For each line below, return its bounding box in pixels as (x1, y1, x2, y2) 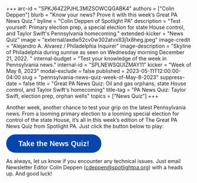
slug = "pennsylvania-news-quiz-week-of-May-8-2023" (22, 74, 159, 81)
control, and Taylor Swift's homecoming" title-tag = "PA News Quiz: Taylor (6, 86, 186, 93)
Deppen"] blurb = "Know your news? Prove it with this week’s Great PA (6, 11, 178, 18)
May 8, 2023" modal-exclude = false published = (6, 68, 125, 74)
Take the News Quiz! (18, 139, 90, 148)
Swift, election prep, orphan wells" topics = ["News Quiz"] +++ (6, 92, 159, 99)
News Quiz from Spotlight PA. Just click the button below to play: (6, 123, 164, 129)
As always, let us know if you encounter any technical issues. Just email (6, 158, 181, 164)
